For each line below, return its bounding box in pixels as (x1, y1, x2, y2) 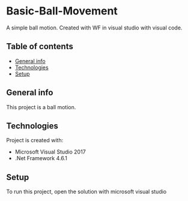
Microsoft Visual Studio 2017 (14, 148, 86, 155)
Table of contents (6, 41, 73, 52)
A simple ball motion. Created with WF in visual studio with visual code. (6, 24, 183, 31)
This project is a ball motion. (6, 103, 76, 110)
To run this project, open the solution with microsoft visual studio (6, 188, 167, 196)
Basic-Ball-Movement (6, 4, 118, 18)
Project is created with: (6, 137, 64, 144)
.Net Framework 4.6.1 (14, 155, 67, 162)
